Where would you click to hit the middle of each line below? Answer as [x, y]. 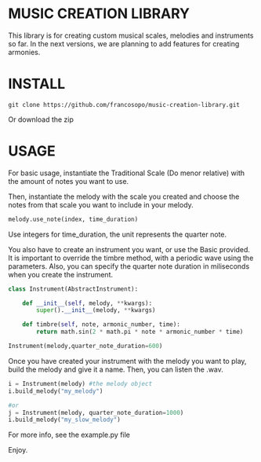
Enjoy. [18, 450]
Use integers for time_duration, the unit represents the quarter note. [118, 234]
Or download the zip [41, 119]
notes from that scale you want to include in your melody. [101, 204]
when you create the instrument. [61, 274]
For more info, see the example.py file [69, 435]
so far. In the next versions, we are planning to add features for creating [124, 43]
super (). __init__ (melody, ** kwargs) [96, 310]
